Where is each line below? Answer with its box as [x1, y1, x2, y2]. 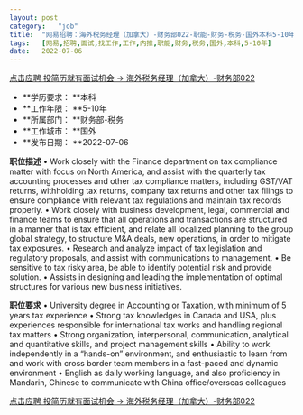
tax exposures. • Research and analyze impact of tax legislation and [9, 243, 262, 254]
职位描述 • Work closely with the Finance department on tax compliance [9, 156, 278, 167]
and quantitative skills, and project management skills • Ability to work [9, 339, 271, 350]
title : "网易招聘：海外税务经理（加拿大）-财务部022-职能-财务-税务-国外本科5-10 [9, 30, 289, 39]
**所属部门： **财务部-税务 [22, 115, 124, 125]
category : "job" [9, 22, 78, 31]
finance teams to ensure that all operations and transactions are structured [9, 214, 288, 226]
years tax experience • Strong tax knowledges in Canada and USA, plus [9, 310, 277, 321]
